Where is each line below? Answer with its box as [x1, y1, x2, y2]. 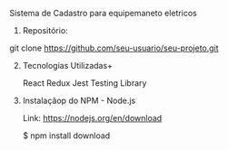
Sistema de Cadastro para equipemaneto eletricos [9, 8, 197, 18]
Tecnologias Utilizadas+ [22, 61, 114, 70]
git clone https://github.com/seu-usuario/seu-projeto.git [9, 42, 220, 53]
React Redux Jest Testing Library [22, 78, 147, 89]
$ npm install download [22, 130, 111, 141]
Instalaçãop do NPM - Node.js [22, 95, 136, 106]
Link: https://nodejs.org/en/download [22, 113, 163, 123]
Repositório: [22, 25, 68, 35]
